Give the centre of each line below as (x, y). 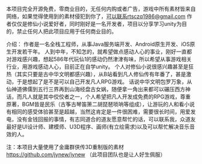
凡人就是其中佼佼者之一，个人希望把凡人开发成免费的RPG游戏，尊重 (106, 97)
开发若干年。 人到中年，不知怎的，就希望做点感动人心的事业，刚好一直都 (102, 52)
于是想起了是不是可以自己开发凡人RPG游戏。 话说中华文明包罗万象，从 (104, 82)
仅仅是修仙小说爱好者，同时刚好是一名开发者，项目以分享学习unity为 (96, 24)
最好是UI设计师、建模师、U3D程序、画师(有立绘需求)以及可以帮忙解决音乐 (98, 127)
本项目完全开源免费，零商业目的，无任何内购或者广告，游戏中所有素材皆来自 (101, 9)
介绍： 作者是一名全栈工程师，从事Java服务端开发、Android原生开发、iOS (98, 44)
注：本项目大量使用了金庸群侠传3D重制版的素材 (65, 147)
